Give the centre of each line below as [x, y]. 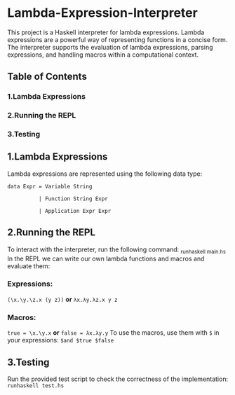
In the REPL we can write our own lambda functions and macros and [106, 258]
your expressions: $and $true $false [61, 340]
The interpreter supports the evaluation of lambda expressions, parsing [110, 47]
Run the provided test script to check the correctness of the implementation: [118, 379]
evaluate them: [29, 266]
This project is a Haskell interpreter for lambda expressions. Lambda [106, 32]
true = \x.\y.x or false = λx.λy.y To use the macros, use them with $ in [113, 333]
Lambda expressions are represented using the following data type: [105, 174]
